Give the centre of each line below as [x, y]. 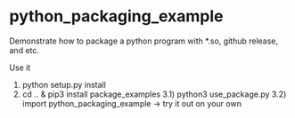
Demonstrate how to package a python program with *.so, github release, [144, 41]
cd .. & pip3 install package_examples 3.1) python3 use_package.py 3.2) [154, 94]
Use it [20, 67]
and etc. [25, 50]
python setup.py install [64, 84]
